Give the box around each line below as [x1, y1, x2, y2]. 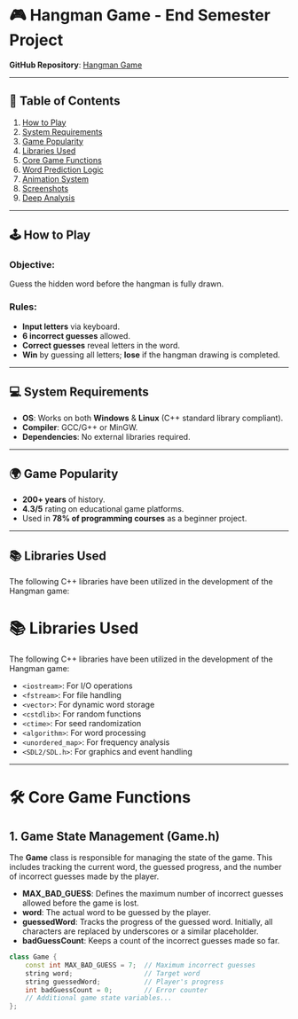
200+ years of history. [21, 494, 106, 505]
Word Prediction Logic [21, 164, 104, 175]
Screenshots [21, 183, 69, 193]
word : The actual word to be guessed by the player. [21, 907, 211, 918]
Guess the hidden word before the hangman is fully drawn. [9, 278, 224, 289]
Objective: [9, 259, 55, 271]
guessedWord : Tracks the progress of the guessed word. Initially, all [21, 917, 273, 928]
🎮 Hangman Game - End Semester [9, 5, 271, 26]
